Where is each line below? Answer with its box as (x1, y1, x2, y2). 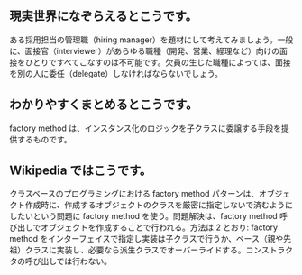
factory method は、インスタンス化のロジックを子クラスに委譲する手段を (9, 123, 282, 133)
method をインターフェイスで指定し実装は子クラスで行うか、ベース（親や (9, 234, 284, 244)
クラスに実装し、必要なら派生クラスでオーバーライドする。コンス (24, 244, 270, 255)
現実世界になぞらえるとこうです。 (9, 8, 198, 24)
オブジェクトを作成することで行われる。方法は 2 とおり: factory (40, 222, 278, 233)
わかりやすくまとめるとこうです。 (9, 97, 198, 113)
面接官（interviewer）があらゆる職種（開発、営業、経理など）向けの (24, 45, 280, 56)
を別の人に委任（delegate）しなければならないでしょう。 (9, 68, 224, 78)
